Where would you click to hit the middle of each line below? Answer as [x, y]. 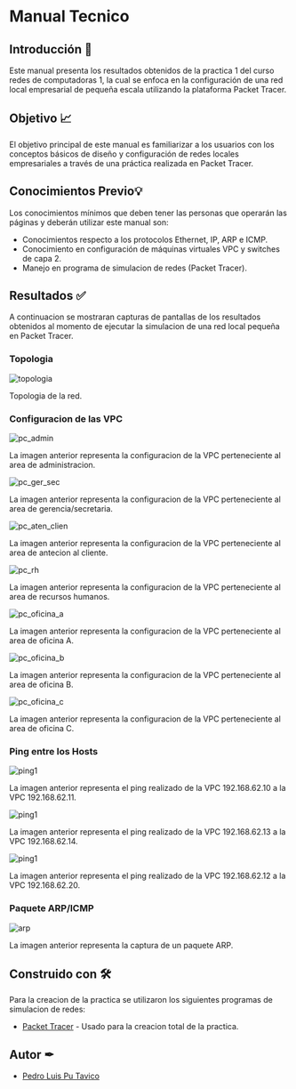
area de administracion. [52, 465]
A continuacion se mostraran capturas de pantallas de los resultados [135, 317]
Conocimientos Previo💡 [76, 192]
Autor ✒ [32, 1055]
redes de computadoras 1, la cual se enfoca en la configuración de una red [146, 80]
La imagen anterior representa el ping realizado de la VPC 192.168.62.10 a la [148, 788]
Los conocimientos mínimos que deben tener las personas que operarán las [148, 213]
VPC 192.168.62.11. [43, 797]
